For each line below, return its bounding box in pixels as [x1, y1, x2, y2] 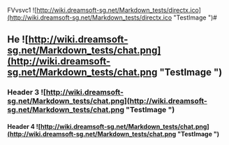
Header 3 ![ [7, 88, 47, 97]
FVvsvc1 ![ [7, 6, 37, 14]
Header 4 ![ [7, 122, 41, 130]
